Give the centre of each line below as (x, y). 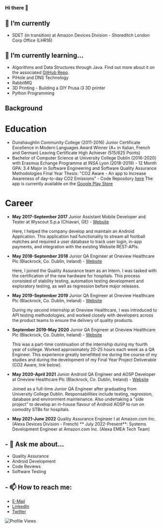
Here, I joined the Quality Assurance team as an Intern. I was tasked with (84, 271)
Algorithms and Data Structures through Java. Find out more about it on (83, 67)
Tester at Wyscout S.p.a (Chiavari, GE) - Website (60, 222)
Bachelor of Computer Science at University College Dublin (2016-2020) (84, 158)
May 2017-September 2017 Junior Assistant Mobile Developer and (79, 216)
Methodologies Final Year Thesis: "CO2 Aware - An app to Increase (79, 173)
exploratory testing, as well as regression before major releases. (76, 286)
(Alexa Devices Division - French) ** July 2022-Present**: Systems (79, 424)
